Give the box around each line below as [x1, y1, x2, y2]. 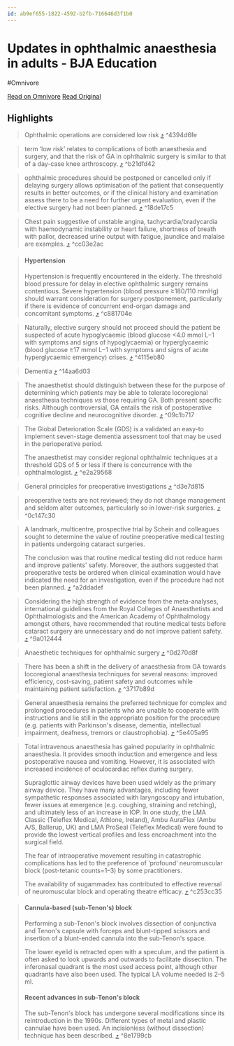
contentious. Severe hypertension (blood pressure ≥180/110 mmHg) [24, 286, 219, 295]
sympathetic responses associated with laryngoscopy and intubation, [24, 793, 225, 802]
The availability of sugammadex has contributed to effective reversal [24, 879, 222, 888]
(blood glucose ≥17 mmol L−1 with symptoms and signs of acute [24, 345, 210, 354]
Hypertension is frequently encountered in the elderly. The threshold [24, 272, 222, 280]
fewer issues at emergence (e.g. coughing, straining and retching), [24, 800, 217, 809]
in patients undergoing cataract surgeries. [24, 540, 145, 548]
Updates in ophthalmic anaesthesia [7, 40, 217, 56]
